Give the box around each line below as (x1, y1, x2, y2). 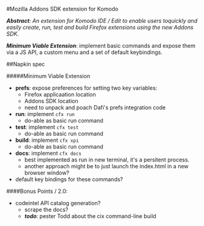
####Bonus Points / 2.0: (6, 187, 68, 195)
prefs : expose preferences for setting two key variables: (15, 84, 157, 92)
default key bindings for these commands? (15, 176, 124, 183)
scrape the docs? (24, 206, 69, 213)
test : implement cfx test (15, 123, 79, 131)
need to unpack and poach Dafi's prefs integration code (24, 104, 166, 111)
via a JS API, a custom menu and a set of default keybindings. (6, 49, 163, 56)
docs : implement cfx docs (15, 150, 81, 157)
